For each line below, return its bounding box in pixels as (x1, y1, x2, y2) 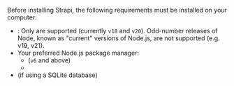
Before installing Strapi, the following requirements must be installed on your (7, 6, 227, 14)
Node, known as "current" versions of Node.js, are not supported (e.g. (17, 34, 220, 42)
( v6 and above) (27, 56, 71, 64)
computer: (7, 13, 37, 21)
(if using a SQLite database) (17, 71, 98, 79)
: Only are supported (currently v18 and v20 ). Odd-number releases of (17, 27, 218, 35)
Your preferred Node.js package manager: (17, 49, 140, 57)
